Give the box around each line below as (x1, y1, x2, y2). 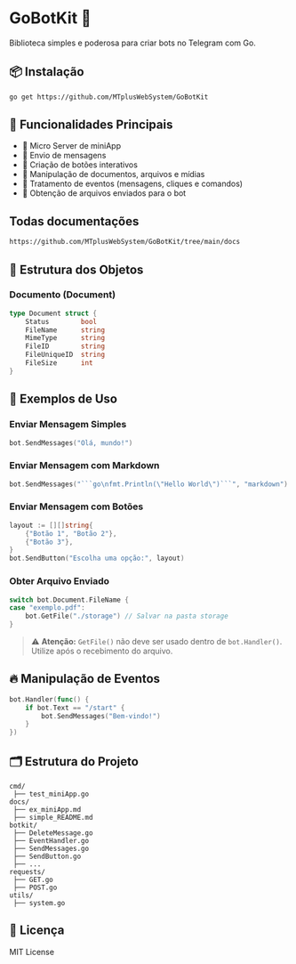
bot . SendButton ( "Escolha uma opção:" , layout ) (9, 554, 185, 563)
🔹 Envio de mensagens (21, 150, 107, 161)
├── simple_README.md (12, 814, 93, 822)
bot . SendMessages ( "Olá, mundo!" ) (9, 438, 133, 448)
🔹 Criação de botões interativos (21, 159, 138, 170)
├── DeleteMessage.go (12, 829, 93, 838)
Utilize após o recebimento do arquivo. (30, 645, 173, 657)
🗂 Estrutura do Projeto (9, 754, 140, 769)
